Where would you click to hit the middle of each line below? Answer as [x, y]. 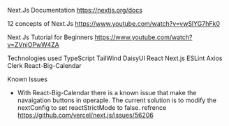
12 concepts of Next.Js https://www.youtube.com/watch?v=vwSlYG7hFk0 [113, 23]
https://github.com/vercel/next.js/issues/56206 [85, 115]
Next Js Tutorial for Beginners [50, 37]
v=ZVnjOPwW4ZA [33, 44]
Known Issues [27, 79]
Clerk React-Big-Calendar [44, 65]
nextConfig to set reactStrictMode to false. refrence [92, 107]
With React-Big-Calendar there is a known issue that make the [107, 93]
